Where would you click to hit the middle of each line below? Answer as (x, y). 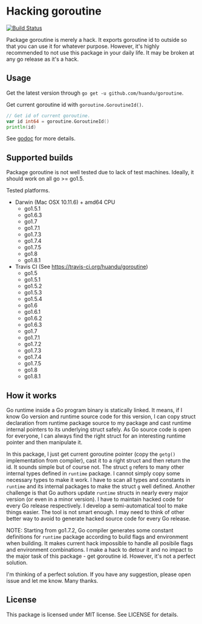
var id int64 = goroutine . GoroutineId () (58, 121)
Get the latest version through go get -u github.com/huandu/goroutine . (95, 93)
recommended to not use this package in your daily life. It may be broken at (100, 52)
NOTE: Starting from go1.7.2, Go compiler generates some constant (90, 530)
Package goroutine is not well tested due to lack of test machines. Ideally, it (100, 172)
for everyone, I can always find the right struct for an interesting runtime (96, 436)
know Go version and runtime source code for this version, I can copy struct (101, 416)
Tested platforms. (28, 191)
